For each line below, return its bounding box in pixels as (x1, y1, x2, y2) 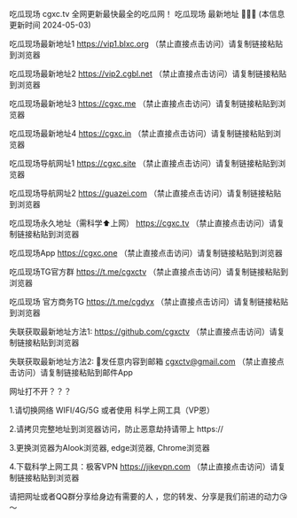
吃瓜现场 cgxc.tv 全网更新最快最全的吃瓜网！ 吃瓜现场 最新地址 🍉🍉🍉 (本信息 (9, 9, 285, 19)
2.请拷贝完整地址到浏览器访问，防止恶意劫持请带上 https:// (9, 424, 224, 434)
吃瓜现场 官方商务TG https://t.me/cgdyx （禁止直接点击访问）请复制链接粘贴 (9, 297, 289, 306)
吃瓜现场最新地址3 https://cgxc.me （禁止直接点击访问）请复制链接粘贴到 (9, 98, 278, 109)
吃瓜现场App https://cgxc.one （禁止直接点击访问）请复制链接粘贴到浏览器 (9, 248, 283, 258)
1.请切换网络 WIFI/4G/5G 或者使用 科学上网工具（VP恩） (9, 405, 215, 415)
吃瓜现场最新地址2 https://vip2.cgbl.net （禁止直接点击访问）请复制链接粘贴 (9, 68, 286, 79)
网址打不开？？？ (9, 386, 72, 397)
